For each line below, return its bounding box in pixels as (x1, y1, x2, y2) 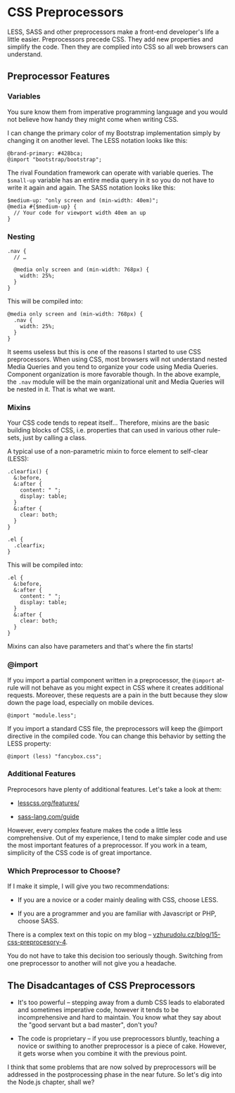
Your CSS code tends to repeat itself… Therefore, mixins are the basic (7, 418, 210, 427)
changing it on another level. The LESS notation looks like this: (7, 136, 188, 144)
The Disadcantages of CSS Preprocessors (7, 980, 196, 992)
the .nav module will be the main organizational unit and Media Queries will (7, 377, 225, 386)
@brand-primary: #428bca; (7, 149, 83, 157)
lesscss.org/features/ (17, 799, 80, 807)
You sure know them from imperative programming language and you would (7, 107, 228, 116)
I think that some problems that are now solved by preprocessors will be (7, 1063, 217, 1071)
